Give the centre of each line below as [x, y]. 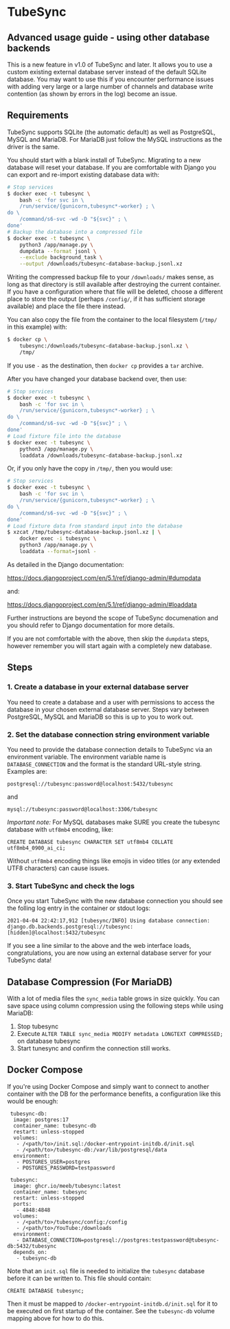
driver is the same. [33, 147]
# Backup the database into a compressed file [75, 232]
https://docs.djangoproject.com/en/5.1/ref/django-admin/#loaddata [102, 604]
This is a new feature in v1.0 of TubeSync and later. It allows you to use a [110, 65]
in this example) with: [37, 327]
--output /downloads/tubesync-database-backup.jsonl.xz [101, 264]
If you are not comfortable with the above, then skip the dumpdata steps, [108, 638]
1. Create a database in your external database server [98, 687]
